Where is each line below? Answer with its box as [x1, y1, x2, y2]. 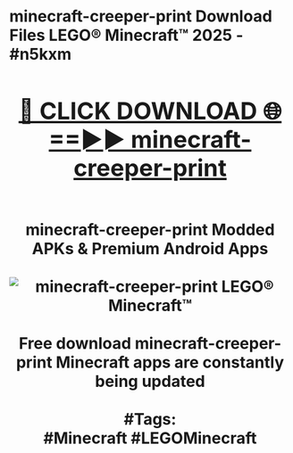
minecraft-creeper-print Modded [25, 219, 275, 240]
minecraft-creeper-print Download [9, 6, 272, 27]
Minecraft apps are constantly [55, 352, 284, 372]
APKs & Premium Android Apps [31, 238, 269, 259]
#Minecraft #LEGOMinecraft [43, 428, 257, 448]
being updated [95, 371, 205, 391]
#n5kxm [9, 45, 72, 64]
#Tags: [123, 408, 177, 429]
